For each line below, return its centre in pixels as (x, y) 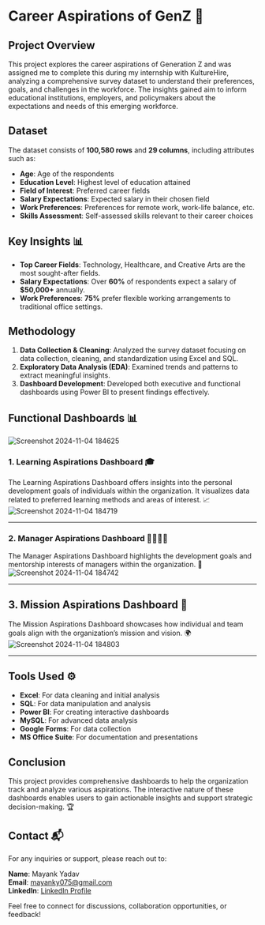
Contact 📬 (36, 835)
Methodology (42, 331)
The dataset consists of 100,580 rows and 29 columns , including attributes (131, 150)
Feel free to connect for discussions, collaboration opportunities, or (118, 906)
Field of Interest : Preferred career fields (85, 190)
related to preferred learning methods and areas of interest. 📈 (109, 499)
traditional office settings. (61, 306)
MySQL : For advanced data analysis (78, 720)
